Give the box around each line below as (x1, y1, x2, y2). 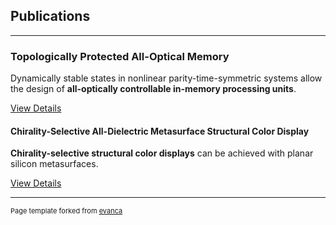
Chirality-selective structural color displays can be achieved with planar (10, 147, 314, 159)
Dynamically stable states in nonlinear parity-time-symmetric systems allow (10, 72, 323, 84)
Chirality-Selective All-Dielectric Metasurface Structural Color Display (10, 125, 310, 137)
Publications (10, 8, 91, 25)
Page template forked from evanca (10, 206, 123, 216)
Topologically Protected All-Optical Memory (10, 49, 230, 63)
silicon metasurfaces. (10, 158, 99, 170)
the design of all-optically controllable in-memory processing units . (10, 83, 297, 95)
